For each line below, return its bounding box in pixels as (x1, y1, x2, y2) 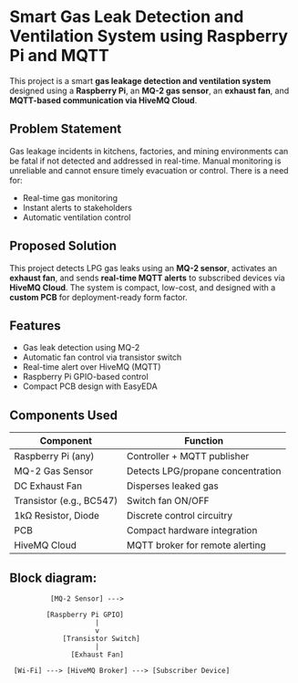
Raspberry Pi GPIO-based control (22, 372, 149, 383)
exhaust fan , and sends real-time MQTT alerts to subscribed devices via (9, 272, 285, 283)
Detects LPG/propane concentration (126, 465, 282, 478)
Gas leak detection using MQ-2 (22, 342, 140, 353)
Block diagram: (9, 570, 98, 585)
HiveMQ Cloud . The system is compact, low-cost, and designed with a (9, 281, 276, 293)
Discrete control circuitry (126, 510, 233, 522)
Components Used (9, 407, 118, 423)
